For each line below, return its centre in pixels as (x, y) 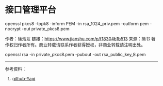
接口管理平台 (31, 10)
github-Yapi (24, 78)
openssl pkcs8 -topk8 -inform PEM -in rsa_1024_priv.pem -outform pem (77, 23)
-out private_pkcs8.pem (45, 29)
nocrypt (13, 29)
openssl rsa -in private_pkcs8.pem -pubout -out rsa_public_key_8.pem (75, 54)
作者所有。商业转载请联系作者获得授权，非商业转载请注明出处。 (81, 44)
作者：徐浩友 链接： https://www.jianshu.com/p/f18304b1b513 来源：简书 (78, 39)
